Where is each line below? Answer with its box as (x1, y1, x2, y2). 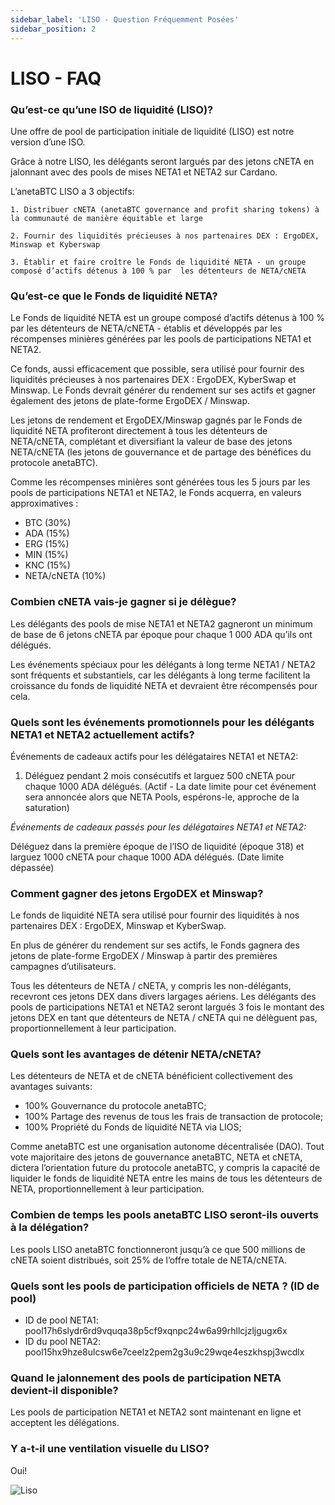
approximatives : (10, 497, 79, 510)
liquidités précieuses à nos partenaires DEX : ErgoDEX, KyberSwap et (10, 374, 297, 386)
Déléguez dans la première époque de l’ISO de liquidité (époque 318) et (10, 840, 305, 852)
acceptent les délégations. (10, 1417, 120, 1429)
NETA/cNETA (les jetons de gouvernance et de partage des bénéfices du (10, 446, 312, 458)
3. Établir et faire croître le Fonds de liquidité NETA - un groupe (10, 257, 307, 267)
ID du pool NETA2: (24, 1336, 102, 1348)
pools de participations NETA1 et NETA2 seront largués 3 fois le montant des (10, 1001, 325, 1013)
